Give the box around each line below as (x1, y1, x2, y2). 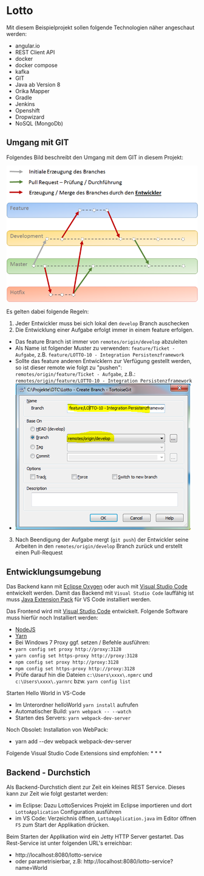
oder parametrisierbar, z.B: (15, 858, 83, 865)
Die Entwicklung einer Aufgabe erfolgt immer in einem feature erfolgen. (15, 327, 194, 334)
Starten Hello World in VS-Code (6, 690, 86, 697)
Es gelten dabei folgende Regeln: (6, 308, 89, 316)
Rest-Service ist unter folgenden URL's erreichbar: (6, 839, 132, 847)
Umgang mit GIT (6, 138, 69, 148)
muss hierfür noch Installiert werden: (6, 614, 98, 621)
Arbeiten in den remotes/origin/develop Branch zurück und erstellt (15, 543, 183, 550)
